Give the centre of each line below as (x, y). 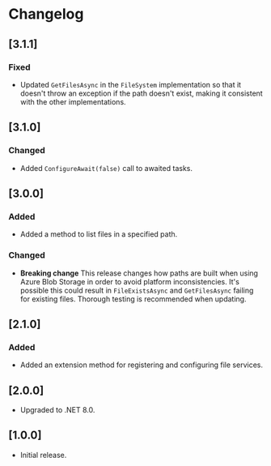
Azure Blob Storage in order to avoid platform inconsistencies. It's (130, 281)
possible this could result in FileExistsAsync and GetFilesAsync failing (137, 290)
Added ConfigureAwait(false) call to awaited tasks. (106, 168)
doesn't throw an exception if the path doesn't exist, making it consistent (141, 93)
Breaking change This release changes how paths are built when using (139, 273)
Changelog (46, 14)
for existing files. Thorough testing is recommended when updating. (133, 299)
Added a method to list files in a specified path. (99, 234)
